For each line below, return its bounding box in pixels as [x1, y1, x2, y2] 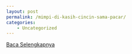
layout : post [6, 8, 39, 15]
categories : [6, 19, 36, 25]
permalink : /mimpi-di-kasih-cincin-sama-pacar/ [6, 14, 127, 20]
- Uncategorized [17, 25, 58, 31]
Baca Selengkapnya [6, 41, 55, 48]
